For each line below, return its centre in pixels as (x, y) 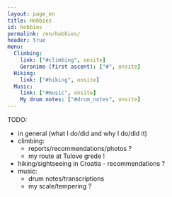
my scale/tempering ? (60, 186)
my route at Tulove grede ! (67, 156)
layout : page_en (31, 14)
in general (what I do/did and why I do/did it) (82, 133)
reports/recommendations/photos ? (80, 148)
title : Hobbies (30, 21)
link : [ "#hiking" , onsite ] (60, 80)
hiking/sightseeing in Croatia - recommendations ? (91, 163)
